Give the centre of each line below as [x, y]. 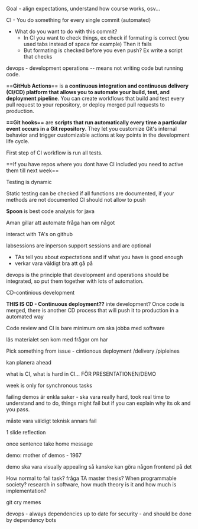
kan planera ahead [29, 362]
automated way [25, 317]
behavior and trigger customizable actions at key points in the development [98, 135]
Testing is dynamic [29, 182]
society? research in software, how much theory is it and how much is [91, 484]
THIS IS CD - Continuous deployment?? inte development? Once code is [95, 304]
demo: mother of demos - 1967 [44, 455]
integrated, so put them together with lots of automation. [75, 281]
